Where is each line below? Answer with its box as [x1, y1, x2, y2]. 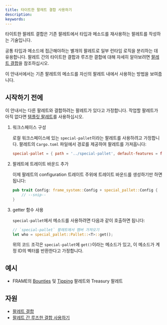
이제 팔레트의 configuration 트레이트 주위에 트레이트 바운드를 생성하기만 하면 [12, 171, 163, 177]
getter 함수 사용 [12, 206, 44, 212]
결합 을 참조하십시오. [10, 60, 49, 66]
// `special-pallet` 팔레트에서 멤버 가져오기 [12, 227, 100, 232]
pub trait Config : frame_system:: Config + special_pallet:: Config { [12, 188, 158, 193]
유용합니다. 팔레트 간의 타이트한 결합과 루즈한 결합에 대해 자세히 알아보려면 [5, 54, 151, 60]
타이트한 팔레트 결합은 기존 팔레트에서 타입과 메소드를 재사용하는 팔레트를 [5, 31, 148, 37]
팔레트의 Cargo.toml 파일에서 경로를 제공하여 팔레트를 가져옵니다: [19, 141, 147, 147]
